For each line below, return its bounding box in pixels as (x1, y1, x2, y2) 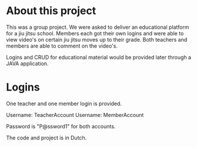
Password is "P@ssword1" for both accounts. (6, 122, 116, 130)
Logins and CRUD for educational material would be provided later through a (6, 54, 192, 61)
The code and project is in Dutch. (6, 134, 87, 141)
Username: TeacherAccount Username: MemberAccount (6, 111, 144, 118)
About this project (6, 4, 96, 18)
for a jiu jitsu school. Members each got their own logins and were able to (6, 29, 184, 36)
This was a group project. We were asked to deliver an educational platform (6, 24, 189, 31)
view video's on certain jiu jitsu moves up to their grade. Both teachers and (6, 36, 188, 43)
